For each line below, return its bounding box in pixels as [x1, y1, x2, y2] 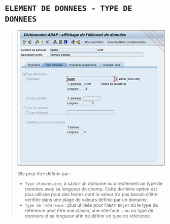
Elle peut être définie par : [17, 171, 72, 177]
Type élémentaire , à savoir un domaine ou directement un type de [24, 180, 163, 187]
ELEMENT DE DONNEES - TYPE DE [5, 4, 132, 13]
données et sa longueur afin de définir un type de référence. [24, 213, 152, 219]
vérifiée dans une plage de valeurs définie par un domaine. [24, 197, 148, 203]
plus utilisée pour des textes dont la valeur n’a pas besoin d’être [24, 191, 158, 198]
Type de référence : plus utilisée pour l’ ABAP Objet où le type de [24, 202, 158, 208]
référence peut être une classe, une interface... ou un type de [24, 208, 154, 214]
